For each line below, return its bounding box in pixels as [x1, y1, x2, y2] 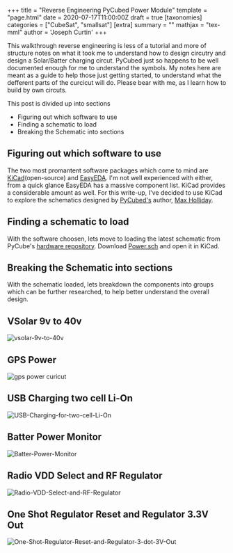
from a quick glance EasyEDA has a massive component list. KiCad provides [7, 181, 226, 189]
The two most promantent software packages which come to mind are [7, 166, 209, 175]
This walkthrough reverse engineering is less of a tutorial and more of [7, 42, 207, 49]
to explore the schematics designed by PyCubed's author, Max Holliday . [7, 195, 214, 204]
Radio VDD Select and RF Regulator [7, 470, 163, 482]
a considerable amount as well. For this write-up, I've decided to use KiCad [7, 188, 223, 197]
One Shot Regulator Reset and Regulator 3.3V [7, 508, 209, 520]
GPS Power [7, 354, 57, 366]
